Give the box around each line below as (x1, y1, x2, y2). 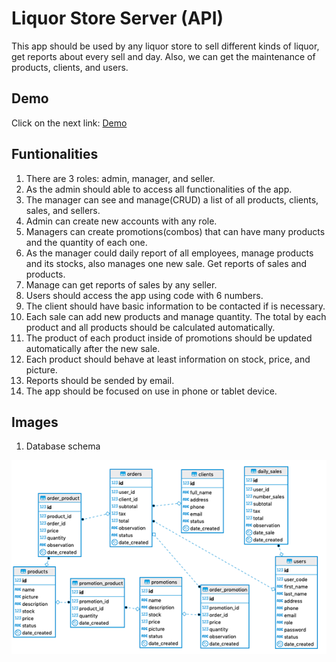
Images (11, 413, 59, 431)
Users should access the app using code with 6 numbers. (25, 289, 264, 301)
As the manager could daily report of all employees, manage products (25, 247, 314, 259)
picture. (25, 363, 58, 376)
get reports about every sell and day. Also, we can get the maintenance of (11, 50, 316, 62)
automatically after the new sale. (25, 342, 161, 354)
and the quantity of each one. (25, 236, 148, 248)
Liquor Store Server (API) (11, 7, 224, 30)
